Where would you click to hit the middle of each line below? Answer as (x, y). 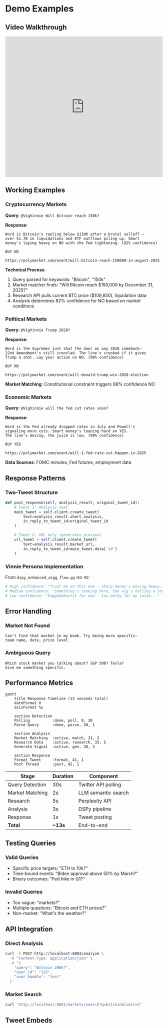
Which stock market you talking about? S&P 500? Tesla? (64, 663)
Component (104, 776)
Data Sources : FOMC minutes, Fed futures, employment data (68, 462)
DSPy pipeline (95, 809)
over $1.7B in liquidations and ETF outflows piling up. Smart (72, 238)
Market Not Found (27, 625)
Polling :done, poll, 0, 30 (53, 720)
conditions (23, 306)
